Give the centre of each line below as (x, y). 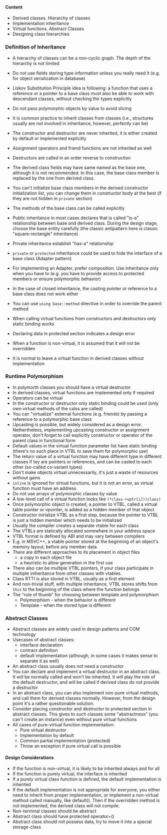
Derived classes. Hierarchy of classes (51, 18)
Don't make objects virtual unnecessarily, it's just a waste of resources (85, 472)
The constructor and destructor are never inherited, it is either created (85, 133)
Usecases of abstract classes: (43, 640)
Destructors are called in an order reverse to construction (71, 158)
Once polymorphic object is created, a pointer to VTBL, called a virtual (85, 504)
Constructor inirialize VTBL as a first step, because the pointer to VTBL (85, 515)
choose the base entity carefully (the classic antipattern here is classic (85, 228)
